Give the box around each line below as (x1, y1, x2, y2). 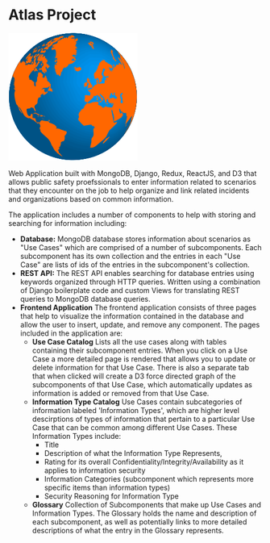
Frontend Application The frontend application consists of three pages (19, 303, 256, 312)
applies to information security (44, 466, 146, 475)
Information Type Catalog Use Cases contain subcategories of (31, 397, 243, 407)
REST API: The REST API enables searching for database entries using (19, 268, 255, 278)
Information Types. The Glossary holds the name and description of (31, 508, 257, 518)
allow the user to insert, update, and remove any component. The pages (19, 320, 260, 329)
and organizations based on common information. (8, 194, 174, 203)
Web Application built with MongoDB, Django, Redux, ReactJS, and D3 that (8, 168, 257, 178)
